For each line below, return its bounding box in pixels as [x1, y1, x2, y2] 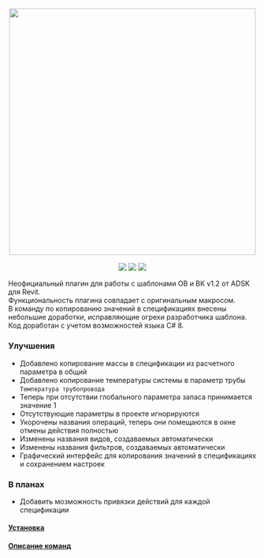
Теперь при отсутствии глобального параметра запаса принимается [19, 391, 252, 402]
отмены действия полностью [19, 425, 119, 435]
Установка [8, 523, 45, 533]
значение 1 [19, 400, 57, 410]
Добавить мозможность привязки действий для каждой [19, 496, 210, 506]
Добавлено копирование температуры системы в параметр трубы [19, 375, 246, 384]
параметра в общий [19, 367, 87, 376]
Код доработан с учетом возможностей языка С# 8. [8, 320, 184, 331]
